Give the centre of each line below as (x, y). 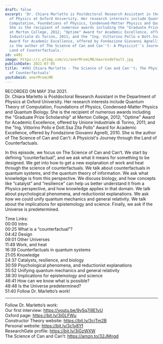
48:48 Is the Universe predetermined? (43, 286)
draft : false (18, 9)
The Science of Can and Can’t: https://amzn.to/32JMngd (62, 336)
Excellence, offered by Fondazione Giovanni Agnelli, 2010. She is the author (81, 132)
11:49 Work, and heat (26, 244)
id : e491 (14, 55)
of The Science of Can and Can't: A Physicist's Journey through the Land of (81, 138)
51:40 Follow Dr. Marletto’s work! (38, 291)
